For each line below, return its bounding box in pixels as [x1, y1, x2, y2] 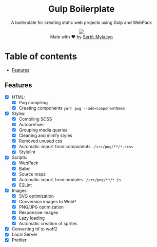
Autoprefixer [19, 122, 44, 127]
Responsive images [19, 209, 59, 215]
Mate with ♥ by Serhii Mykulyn [50, 34, 113, 39]
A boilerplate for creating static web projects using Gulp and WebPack [11, 19, 152, 25]
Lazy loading [19, 215, 45, 221]
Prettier [11, 237, 27, 243]
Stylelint [19, 149, 36, 155]
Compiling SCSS [19, 116, 52, 122]
